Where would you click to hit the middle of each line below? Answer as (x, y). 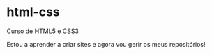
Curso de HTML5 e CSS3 (43, 31)
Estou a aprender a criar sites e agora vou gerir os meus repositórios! (106, 44)
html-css (33, 12)
